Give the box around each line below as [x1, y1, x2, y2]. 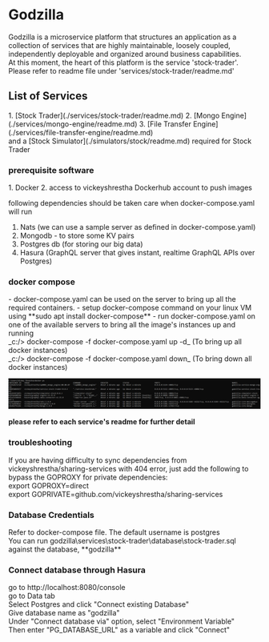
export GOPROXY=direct [8, 480, 90, 490]
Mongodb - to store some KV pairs [19, 231, 134, 241]
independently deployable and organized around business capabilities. [8, 49, 242, 58]
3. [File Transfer [139, 118, 192, 129]
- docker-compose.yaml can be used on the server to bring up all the [8, 295, 236, 304]
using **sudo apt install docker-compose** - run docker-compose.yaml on [8, 311, 256, 321]
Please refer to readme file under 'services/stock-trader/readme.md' [8, 66, 235, 75]
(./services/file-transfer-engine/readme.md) [8, 127, 154, 137]
